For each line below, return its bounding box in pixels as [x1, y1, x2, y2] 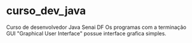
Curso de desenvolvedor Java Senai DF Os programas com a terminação [6, 24, 187, 31]
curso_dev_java [6, 4, 86, 18]
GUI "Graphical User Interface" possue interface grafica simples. [6, 29, 167, 37]
